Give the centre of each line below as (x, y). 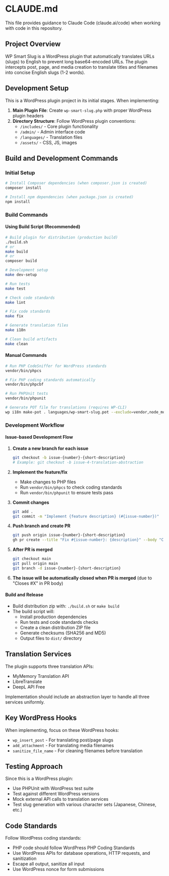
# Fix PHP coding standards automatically (50, 380)
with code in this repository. (34, 28)
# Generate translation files (37, 326)
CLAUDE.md (32, 9)
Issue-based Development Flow (39, 437)
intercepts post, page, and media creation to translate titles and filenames (81, 67)
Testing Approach (34, 767)
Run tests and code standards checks (59, 622)
